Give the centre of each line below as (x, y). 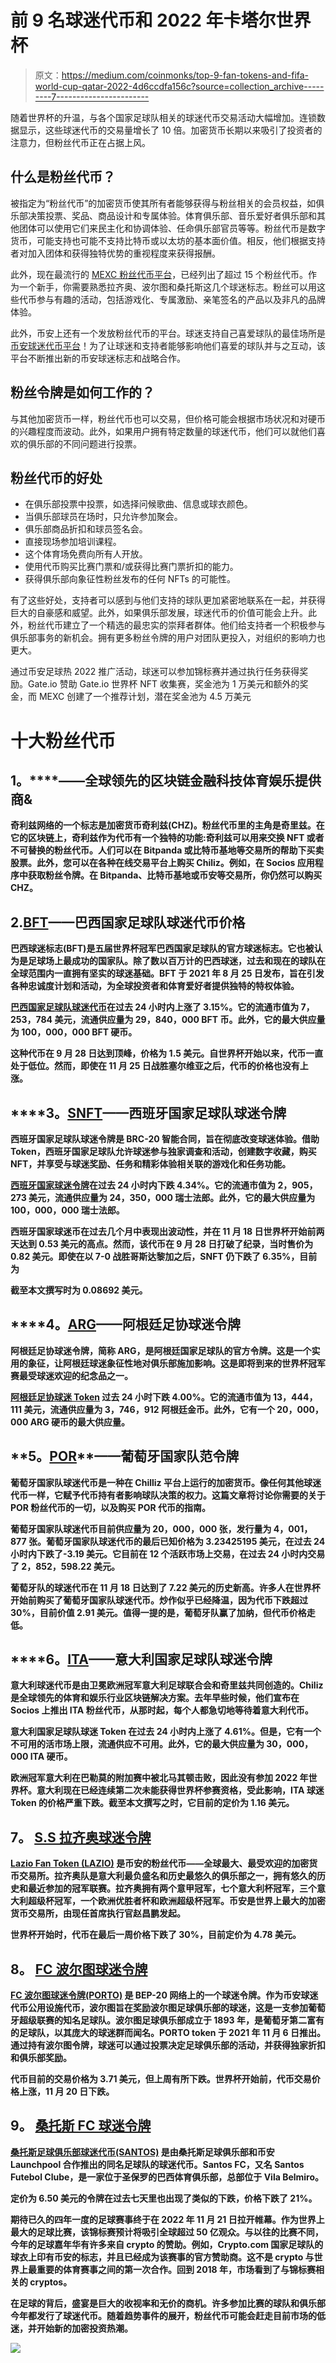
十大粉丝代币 (63, 740)
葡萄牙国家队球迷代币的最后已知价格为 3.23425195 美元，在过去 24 (185, 1541)
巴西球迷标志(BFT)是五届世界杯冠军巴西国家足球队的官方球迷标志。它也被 (162, 948)
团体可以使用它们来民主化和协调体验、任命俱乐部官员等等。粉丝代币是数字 (172, 228)
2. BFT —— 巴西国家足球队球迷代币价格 (128, 922)
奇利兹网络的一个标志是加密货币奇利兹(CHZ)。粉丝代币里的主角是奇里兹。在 (167, 825)
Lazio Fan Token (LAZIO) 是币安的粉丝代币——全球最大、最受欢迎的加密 (160, 1863)
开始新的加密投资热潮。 (84, 2328)
